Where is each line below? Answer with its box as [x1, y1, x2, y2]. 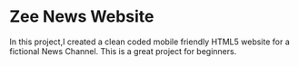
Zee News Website [9, 6, 154, 27]
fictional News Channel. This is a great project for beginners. [9, 45, 237, 56]
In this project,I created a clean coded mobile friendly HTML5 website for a [9, 36, 291, 47]
